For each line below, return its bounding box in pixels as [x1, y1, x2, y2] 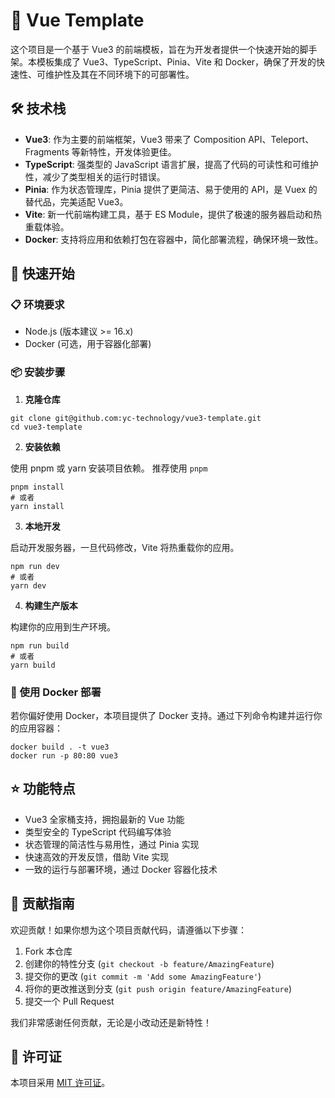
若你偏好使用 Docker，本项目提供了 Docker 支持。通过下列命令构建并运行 [10, 710, 314, 722]
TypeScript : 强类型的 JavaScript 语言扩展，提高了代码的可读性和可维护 [24, 158, 319, 170]
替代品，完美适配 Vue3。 [24, 195, 129, 208]
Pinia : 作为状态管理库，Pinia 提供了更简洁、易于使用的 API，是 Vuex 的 [24, 183, 318, 195]
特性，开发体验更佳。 [88, 145, 177, 158]
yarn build [10, 660, 56, 670]
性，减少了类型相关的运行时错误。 [24, 170, 166, 183]
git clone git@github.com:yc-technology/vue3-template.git [10, 413, 262, 423]
